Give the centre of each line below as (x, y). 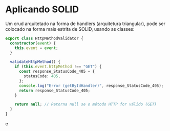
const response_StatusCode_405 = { (57, 72)
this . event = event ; (36, 48)
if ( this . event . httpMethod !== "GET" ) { (58, 67)
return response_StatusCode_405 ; (55, 91)
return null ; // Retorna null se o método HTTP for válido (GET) (86, 104)
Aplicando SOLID (42, 9)
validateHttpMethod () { (35, 62)
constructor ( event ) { (33, 43)
